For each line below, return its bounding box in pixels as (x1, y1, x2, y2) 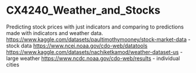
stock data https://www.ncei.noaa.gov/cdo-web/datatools (6, 42, 148, 49)
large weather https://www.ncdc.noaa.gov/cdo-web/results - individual (6, 55, 180, 62)
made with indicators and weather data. (6, 29, 103, 36)
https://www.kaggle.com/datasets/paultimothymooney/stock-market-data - (6, 36, 191, 43)
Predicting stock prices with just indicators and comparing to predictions (6, 23, 184, 30)
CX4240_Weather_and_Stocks (6, 4, 160, 17)
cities (6, 61, 20, 68)
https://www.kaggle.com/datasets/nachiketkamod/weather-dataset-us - (6, 48, 183, 55)
